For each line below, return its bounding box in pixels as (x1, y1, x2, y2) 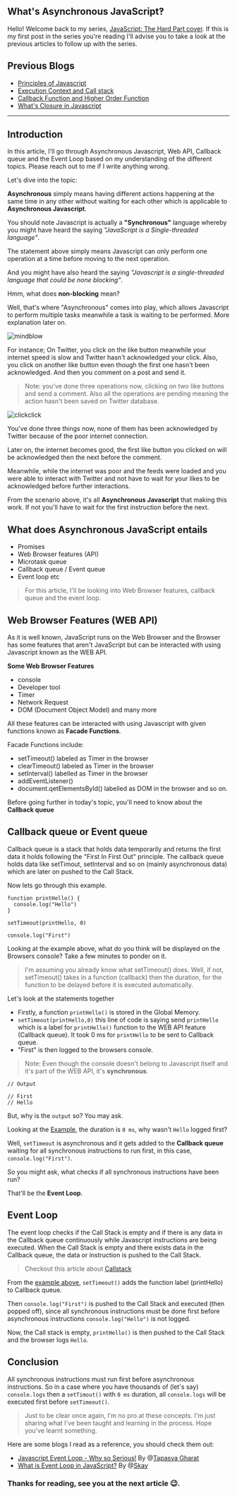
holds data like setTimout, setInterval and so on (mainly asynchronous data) (7, 860, 228, 868)
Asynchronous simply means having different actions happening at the (7, 190, 215, 198)
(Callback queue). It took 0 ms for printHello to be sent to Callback (17, 1030, 214, 1039)
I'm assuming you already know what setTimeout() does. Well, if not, (24, 965, 224, 974)
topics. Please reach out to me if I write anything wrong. (7, 162, 170, 171)
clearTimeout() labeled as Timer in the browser (17, 762, 154, 770)
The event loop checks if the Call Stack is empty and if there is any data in (7, 1228, 224, 1237)
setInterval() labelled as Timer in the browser (17, 769, 148, 778)
